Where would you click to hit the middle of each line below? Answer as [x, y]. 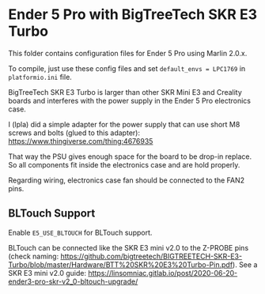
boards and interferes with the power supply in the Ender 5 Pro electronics [130, 100]
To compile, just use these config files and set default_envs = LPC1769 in [127, 68]
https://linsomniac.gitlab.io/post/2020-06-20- [163, 273]
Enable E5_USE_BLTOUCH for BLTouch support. [80, 232]
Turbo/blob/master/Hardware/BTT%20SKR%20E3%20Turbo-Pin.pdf [121, 264]
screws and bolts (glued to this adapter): [74, 133]
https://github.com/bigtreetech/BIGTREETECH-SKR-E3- [151, 256]
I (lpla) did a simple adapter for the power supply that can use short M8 [124, 124]
